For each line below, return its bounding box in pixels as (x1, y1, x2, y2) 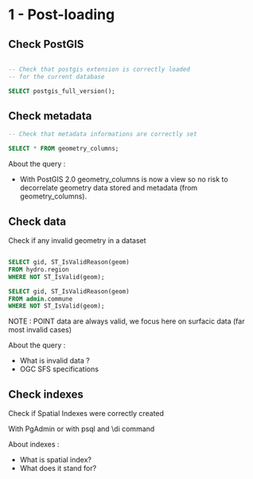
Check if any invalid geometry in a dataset (8, 236, 146, 245)
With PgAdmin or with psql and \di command (8, 424, 155, 434)
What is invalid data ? (19, 356, 90, 366)
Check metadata (8, 109, 92, 123)
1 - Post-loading (8, 6, 115, 24)
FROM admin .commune (8, 295, 73, 303)
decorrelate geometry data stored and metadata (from (19, 183, 198, 193)
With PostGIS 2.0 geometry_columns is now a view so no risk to (19, 175, 228, 184)
